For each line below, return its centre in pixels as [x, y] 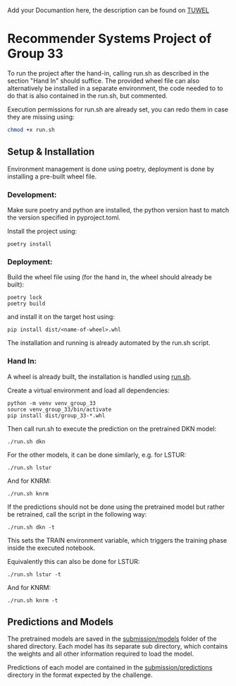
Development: [32, 195]
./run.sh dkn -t [31, 527]
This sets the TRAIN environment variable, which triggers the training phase [117, 540]
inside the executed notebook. [51, 548]
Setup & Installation [51, 152]
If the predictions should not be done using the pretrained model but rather [116, 507]
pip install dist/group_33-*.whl [56, 416]
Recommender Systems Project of [110, 39]
